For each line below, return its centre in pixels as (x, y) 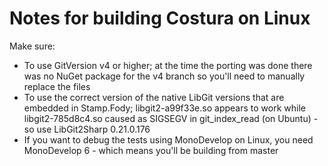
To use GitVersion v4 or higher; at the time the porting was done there (168, 65)
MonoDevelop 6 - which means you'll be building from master (151, 150)
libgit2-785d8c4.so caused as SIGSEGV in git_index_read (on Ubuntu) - (171, 118)
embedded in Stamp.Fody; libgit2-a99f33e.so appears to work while (164, 108)
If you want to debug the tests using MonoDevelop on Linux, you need (168, 139)
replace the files (57, 86)
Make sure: (32, 46)
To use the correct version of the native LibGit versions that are (154, 97)
